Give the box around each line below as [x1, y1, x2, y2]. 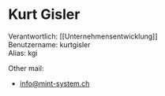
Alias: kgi [8, 48, 38, 57]
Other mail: [8, 63, 44, 72]
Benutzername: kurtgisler [8, 39, 91, 49]
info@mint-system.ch [19, 79, 90, 88]
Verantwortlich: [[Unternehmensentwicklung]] [8, 31, 158, 41]
